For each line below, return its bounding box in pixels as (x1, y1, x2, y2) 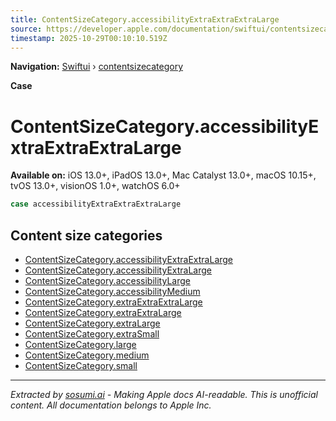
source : (10, 24, 43, 34)
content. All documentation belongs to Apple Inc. (10, 399, 212, 411)
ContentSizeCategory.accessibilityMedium (24, 286, 201, 297)
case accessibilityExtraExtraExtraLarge (10, 199, 182, 210)
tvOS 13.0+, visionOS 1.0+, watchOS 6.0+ (10, 180, 181, 192)
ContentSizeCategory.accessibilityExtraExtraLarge (24, 254, 234, 265)
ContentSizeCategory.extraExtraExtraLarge (24, 296, 203, 308)
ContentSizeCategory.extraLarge (24, 317, 161, 329)
